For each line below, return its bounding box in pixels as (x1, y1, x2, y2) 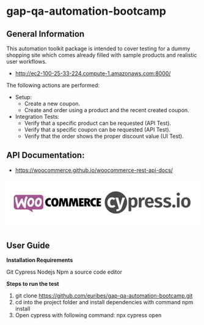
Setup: (15, 94, 32, 100)
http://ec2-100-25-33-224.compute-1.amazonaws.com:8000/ (15, 70, 171, 77)
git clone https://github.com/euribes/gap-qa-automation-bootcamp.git (15, 292, 193, 299)
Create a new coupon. (24, 100, 81, 107)
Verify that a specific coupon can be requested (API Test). (24, 126, 171, 133)
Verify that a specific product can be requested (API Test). (24, 119, 172, 127)
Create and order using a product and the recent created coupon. (24, 106, 189, 114)
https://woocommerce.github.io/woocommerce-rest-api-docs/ (15, 166, 173, 174)
